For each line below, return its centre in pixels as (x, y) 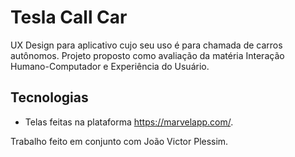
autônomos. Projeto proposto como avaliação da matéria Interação (147, 55)
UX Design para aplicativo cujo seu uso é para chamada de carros (146, 45)
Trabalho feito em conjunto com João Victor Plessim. (119, 141)
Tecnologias (49, 97)
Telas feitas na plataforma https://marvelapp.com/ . (129, 122)
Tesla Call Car (69, 17)
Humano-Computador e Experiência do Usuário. (110, 66)
